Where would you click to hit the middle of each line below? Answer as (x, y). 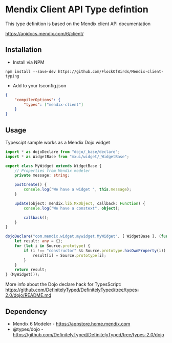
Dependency (26, 311)
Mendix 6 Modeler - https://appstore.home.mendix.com (71, 324)
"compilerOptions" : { (37, 100)
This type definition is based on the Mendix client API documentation (78, 24)
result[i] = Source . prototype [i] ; (69, 255)
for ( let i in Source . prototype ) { (52, 246)
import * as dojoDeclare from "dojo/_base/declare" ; (63, 152)
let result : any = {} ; (39, 241)
